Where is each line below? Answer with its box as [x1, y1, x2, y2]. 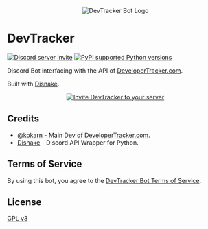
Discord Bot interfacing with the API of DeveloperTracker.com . [7, 66, 183, 75]
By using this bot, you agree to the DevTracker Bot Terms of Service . [7, 176, 201, 184]
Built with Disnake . [7, 80, 60, 88]
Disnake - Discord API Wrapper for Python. [16, 138, 139, 147]
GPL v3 [7, 215, 28, 223]
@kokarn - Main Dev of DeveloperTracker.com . [16, 131, 150, 139]
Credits [7, 113, 40, 125]
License [7, 196, 42, 208]
